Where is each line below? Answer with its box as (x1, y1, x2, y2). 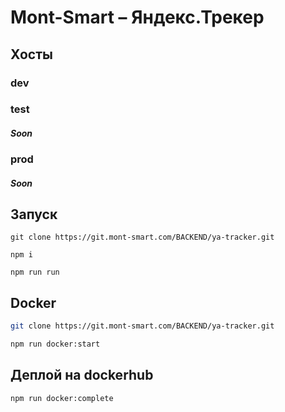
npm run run (10, 267, 60, 278)
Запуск (10, 206, 58, 223)
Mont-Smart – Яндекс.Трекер (10, 6, 265, 29)
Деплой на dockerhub (10, 367, 154, 384)
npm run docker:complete (10, 393, 114, 403)
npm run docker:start (10, 339, 101, 350)
